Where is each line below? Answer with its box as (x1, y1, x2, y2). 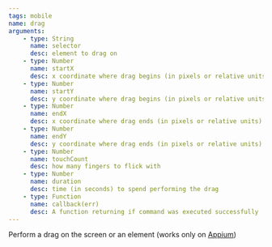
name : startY (29, 87, 74, 96)
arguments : (8, 27, 45, 35)
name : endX (29, 110, 67, 118)
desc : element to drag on (29, 49, 117, 57)
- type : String (23, 34, 74, 43)
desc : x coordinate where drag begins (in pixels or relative (29, 72, 244, 80)
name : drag (8, 19, 45, 28)
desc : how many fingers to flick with (29, 163, 161, 171)
